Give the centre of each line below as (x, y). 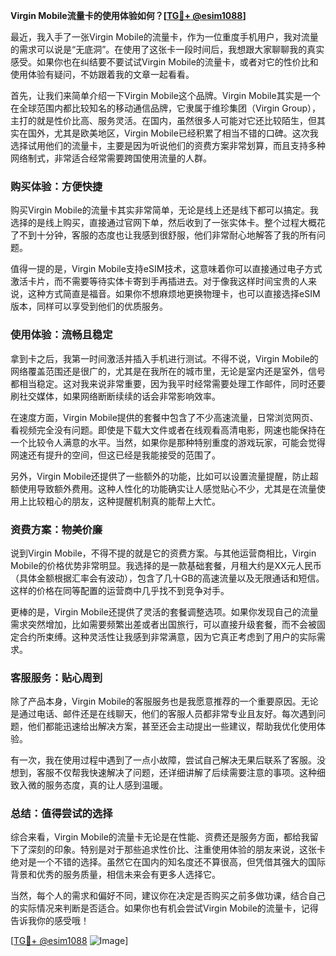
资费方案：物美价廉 (56, 529)
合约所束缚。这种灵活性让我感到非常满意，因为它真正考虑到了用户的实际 (167, 636)
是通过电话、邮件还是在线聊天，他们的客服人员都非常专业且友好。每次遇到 (163, 714)
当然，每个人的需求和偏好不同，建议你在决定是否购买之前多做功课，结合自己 (168, 896)
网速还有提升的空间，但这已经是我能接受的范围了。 (115, 455)
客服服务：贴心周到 (56, 677)
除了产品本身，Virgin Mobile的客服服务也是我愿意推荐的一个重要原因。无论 (164, 701)
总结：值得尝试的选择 (61, 814)
